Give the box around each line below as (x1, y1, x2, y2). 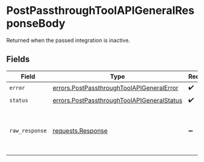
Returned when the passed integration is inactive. (6, 36, 131, 44)
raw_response (9, 127, 47, 134)
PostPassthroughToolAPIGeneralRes (6, 4, 195, 18)
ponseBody (6, 16, 66, 30)
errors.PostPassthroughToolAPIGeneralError (52, 84, 179, 92)
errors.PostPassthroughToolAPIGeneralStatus (52, 96, 183, 105)
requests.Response (52, 126, 108, 135)
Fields (6, 54, 30, 64)
